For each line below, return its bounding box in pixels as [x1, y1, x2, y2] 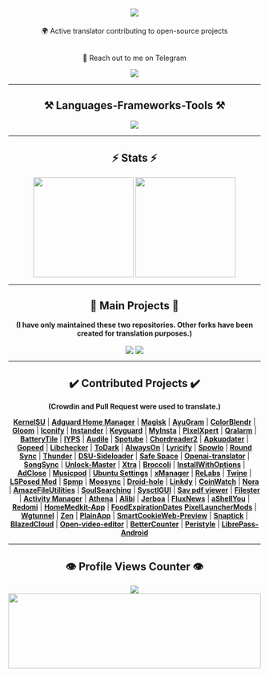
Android [120, 528, 149, 538]
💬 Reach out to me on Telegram [82, 53, 187, 62]
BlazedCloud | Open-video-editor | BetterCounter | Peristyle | [10, 519, 220, 529]
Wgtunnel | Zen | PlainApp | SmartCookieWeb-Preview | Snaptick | [21, 511, 248, 521]
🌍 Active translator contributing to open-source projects [41, 26, 228, 35]
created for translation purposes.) [76, 328, 193, 338]
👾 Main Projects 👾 [90, 299, 179, 312]
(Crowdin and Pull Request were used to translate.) [47, 401, 222, 412]
